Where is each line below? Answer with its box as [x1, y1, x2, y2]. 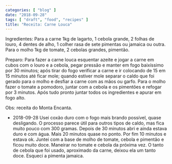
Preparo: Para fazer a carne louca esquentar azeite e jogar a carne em [5, 57, 155, 63]
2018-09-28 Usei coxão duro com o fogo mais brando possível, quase [12, 115, 162, 121]
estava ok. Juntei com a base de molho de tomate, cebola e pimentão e [12, 136, 164, 142]
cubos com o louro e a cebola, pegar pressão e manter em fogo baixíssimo [5, 62, 164, 68]
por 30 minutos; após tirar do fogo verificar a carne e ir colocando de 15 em [5, 68, 166, 74]
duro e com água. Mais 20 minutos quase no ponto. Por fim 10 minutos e [12, 131, 167, 137]
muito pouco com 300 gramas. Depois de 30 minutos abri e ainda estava [12, 126, 167, 132]
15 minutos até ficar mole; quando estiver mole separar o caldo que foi [5, 73, 155, 79]
